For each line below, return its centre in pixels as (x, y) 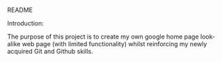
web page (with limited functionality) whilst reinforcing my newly (114, 44)
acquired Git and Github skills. (50, 51)
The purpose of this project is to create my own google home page (103, 37)
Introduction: (25, 23)
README (20, 10)
